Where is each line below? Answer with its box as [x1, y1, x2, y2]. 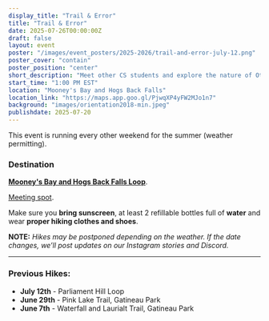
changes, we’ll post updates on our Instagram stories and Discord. [8, 241, 229, 251]
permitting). [8, 139, 47, 148]
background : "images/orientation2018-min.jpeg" [8, 101, 171, 109]
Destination [8, 158, 54, 170]
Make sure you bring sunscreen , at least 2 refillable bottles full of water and [8, 208, 261, 218]
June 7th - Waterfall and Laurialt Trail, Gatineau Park [19, 303, 195, 313]
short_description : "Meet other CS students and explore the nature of [8, 71, 252, 79]
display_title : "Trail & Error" [8, 11, 116, 20]
